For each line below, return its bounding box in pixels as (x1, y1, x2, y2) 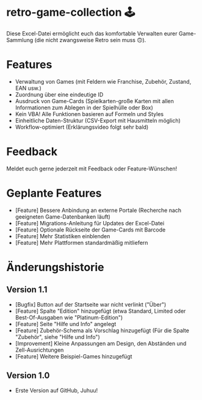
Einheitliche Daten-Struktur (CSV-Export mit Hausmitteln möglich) (15, 117, 181, 124)
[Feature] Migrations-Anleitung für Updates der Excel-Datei (15, 219, 165, 227)
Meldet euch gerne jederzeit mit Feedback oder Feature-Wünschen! (6, 165, 178, 172)
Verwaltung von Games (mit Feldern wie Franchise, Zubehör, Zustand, (15, 78, 192, 85)
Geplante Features (6, 186, 102, 200)
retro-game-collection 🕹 (6, 5, 135, 20)
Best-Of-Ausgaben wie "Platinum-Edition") (15, 313, 123, 321)
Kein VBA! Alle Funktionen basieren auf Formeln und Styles (15, 110, 164, 117)
